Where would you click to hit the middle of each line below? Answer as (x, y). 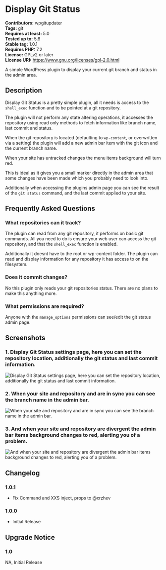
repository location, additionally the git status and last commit (82, 358)
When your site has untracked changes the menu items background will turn (83, 158)
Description (24, 91)
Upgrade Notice (30, 537)
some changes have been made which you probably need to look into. (77, 178)
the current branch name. (31, 148)
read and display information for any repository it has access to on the (77, 259)
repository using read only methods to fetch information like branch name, (81, 122)
